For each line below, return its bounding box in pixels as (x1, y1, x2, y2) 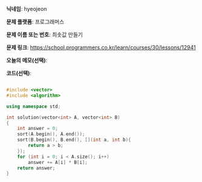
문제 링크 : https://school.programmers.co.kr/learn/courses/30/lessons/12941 (6, 44, 196, 51)
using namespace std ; (6, 103, 61, 109)
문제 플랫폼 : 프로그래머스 (6, 18, 65, 25)
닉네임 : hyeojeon (6, 5, 47, 12)
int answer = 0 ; (17, 126, 59, 132)
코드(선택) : (6, 70, 32, 77)
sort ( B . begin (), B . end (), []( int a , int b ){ (17, 137, 131, 143)
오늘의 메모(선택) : (6, 57, 48, 63)
